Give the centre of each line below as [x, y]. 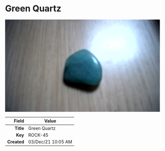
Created [16, 142]
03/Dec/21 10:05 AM [50, 142]
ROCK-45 [38, 135]
